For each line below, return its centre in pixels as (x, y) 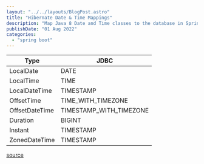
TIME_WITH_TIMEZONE (94, 101)
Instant (19, 130)
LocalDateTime (31, 91)
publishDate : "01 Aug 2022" (42, 29)
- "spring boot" (32, 40)
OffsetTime (25, 101)
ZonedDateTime (32, 140)
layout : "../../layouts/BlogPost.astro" (58, 12)
